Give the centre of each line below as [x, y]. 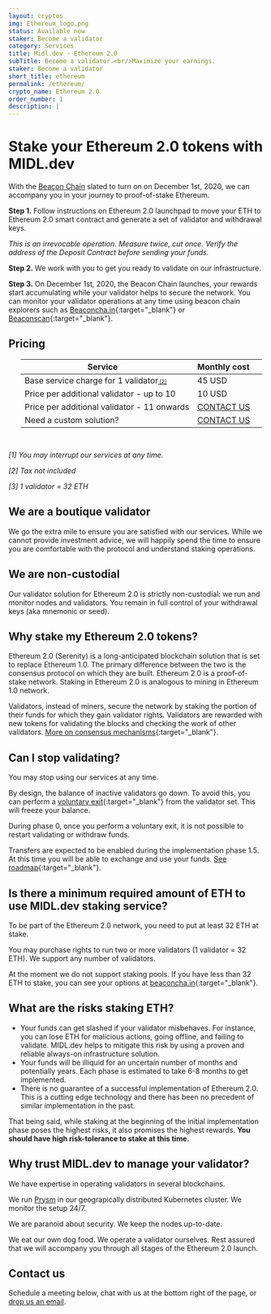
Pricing [27, 344]
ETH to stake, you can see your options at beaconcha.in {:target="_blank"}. [133, 983]
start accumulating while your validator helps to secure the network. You [130, 292]
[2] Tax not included [42, 470]
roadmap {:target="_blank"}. [55, 868]
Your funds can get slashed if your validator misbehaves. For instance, [138, 1027]
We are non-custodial [64, 575]
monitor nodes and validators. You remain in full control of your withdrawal [133, 603]
